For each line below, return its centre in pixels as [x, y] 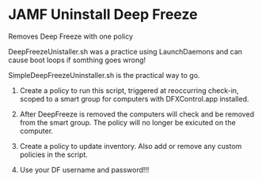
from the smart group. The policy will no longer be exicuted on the [127, 122]
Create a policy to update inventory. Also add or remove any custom [131, 146]
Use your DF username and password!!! [84, 169]
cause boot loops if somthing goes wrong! [77, 60]
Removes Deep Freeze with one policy [70, 36]
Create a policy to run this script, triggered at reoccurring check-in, [129, 90]
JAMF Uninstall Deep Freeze [103, 15]
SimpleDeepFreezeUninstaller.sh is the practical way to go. [104, 75]
